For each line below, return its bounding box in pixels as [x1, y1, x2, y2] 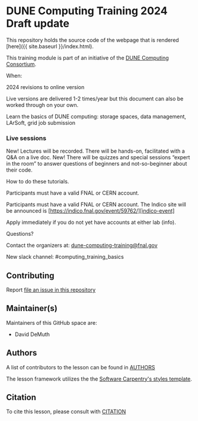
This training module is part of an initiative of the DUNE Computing [6, 54, 169, 61]
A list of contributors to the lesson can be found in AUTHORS [6, 363, 155, 371]
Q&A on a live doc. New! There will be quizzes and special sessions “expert [6, 154, 190, 161]
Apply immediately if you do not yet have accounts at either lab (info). [6, 219, 176, 226]
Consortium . [6, 61, 37, 68]
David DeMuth [14, 331, 50, 338]
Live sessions [6, 134, 46, 142]
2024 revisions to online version [6, 83, 85, 90]
